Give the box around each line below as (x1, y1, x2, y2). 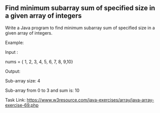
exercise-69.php (5, 102, 39, 108)
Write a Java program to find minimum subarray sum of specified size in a (5, 25, 155, 31)
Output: (5, 68, 21, 74)
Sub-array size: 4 (5, 77, 40, 83)
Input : (5, 49, 18, 55)
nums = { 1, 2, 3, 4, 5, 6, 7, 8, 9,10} (5, 59, 73, 65)
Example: (5, 39, 24, 45)
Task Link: (5, 97, 26, 103)
